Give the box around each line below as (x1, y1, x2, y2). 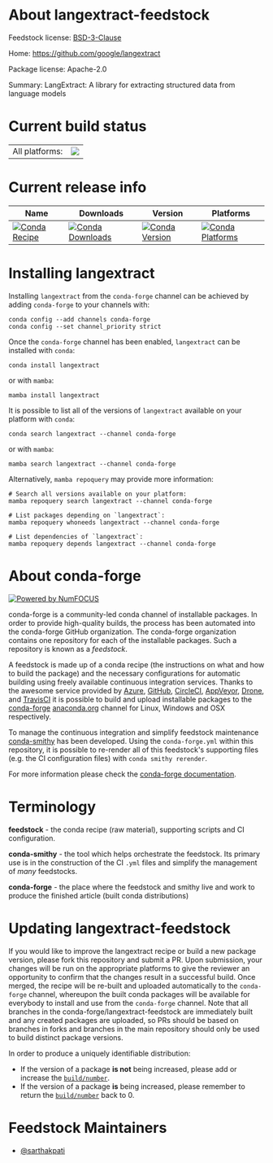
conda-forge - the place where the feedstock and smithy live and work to (8, 881, 255, 892)
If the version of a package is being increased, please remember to (19, 1081, 245, 1091)
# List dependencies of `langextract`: (8, 532, 144, 540)
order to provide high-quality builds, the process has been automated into (8, 618, 256, 627)
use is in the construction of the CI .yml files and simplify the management (8, 857, 258, 868)
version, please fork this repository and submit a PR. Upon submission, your (8, 955, 262, 964)
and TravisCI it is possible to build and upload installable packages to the (8, 694, 253, 704)
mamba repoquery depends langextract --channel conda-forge (8, 540, 217, 548)
